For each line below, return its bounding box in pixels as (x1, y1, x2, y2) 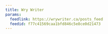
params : (5, 12, 22, 17)
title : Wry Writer (5, 7, 44, 12)
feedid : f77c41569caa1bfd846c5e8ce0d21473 (10, 21, 101, 26)
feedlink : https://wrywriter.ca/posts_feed (10, 16, 103, 21)
